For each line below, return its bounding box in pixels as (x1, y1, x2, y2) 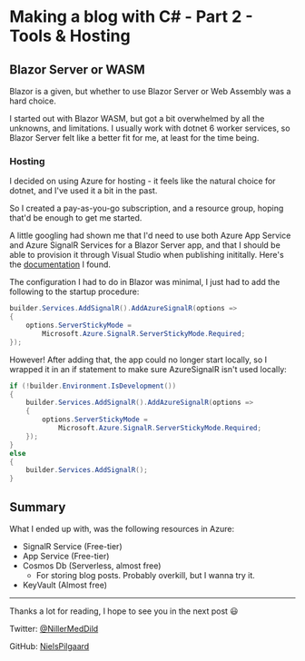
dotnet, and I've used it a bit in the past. (9, 185, 158, 196)
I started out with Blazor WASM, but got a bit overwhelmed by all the (9, 113, 265, 123)
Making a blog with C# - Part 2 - (9, 6, 253, 27)
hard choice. (9, 95, 56, 106)
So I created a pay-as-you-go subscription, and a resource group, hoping (9, 202, 284, 214)
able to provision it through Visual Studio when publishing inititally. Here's (9, 250, 284, 261)
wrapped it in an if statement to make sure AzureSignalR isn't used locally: (9, 363, 288, 374)
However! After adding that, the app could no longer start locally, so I (9, 354, 268, 365)
